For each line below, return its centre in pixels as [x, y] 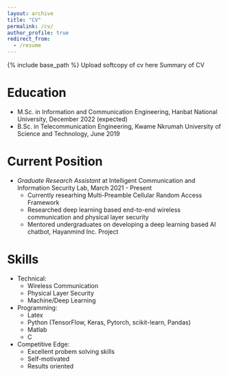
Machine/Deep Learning [61, 300]
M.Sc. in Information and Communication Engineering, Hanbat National [117, 111]
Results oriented [50, 366]
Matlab [37, 329]
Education [37, 93]
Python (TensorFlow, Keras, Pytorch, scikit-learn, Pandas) [109, 322]
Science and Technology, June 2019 [68, 133]
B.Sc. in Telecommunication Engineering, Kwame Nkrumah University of [119, 126]
